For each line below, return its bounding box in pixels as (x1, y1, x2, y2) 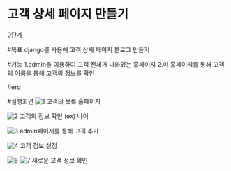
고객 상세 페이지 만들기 (7, 6, 129, 22)
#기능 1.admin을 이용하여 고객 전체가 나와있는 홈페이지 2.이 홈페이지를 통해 (7, 60, 211, 68)
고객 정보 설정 (20, 141, 58, 149)
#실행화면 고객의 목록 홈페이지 (7, 97, 101, 105)
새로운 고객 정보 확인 (31, 156, 89, 164)
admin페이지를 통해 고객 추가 (20, 127, 99, 135)
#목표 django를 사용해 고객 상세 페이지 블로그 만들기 (7, 45, 150, 54)
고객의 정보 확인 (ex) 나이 (20, 112, 89, 120)
